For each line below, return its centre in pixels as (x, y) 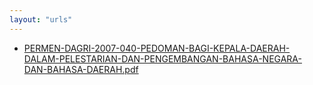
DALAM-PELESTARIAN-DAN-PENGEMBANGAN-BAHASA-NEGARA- (162, 58)
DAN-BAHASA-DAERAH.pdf (81, 69)
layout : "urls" (41, 19)
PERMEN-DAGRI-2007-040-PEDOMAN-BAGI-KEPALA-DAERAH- (157, 48)
